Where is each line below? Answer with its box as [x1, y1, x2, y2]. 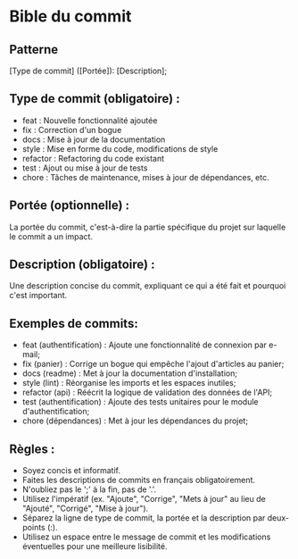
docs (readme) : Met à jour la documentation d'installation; [21, 368, 238, 379]
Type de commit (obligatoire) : [9, 91, 180, 106]
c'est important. [9, 290, 68, 301]
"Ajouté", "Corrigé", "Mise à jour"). [21, 503, 149, 514]
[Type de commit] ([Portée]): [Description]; [9, 65, 168, 76]
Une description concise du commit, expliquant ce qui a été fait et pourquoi [9, 280, 286, 291]
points [21, 522, 46, 533]
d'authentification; [21, 406, 90, 417]
